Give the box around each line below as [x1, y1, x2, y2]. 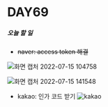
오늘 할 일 [7, 29, 33, 37]
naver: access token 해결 [17, 48, 88, 56]
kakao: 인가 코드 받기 [17, 92, 76, 101]
